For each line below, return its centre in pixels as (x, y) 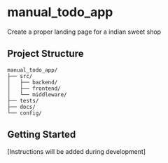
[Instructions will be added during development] (76, 151)
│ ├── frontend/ (34, 89)
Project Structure (45, 54)
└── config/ (24, 113)
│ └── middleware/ (37, 94)
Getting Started (42, 135)
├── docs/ (22, 107)
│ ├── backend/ (33, 82)
